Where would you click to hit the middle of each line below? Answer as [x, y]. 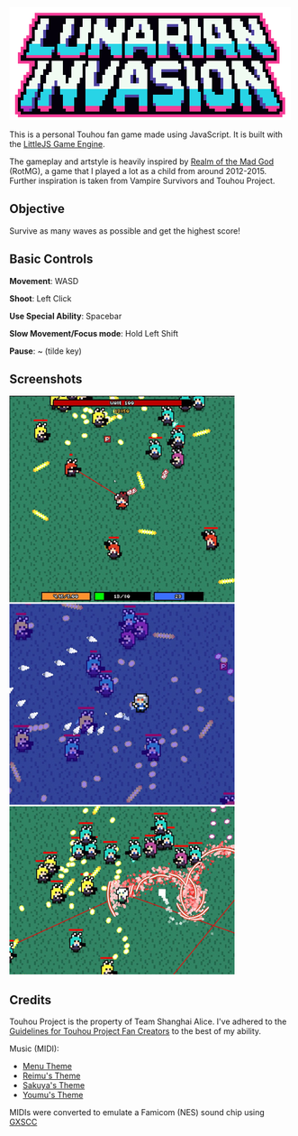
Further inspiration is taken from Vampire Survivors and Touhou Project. [142, 180]
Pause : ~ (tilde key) [46, 351]
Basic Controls [51, 259]
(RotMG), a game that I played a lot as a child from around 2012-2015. [138, 171]
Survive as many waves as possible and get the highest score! [125, 231]
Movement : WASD [44, 281]
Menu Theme [47, 1067]
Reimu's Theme [51, 1076]
